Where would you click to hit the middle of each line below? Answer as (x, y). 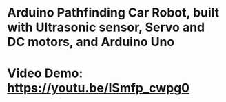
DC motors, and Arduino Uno (91, 42)
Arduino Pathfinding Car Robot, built (113, 13)
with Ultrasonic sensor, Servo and (106, 27)
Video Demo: (45, 73)
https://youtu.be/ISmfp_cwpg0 (99, 88)
